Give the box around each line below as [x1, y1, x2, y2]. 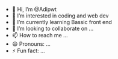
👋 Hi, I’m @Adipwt [11, 6, 57, 13]
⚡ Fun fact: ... [11, 47, 45, 54]
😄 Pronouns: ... [11, 40, 51, 48]
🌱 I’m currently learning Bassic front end [11, 19, 113, 25]
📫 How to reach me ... [11, 32, 68, 39]
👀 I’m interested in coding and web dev [11, 12, 109, 19]
